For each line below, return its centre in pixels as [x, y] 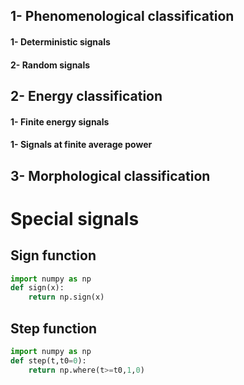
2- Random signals [50, 65]
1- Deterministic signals [60, 41]
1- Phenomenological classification [122, 16]
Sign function [53, 255]
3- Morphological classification [110, 175]
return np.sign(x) [66, 297]
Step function [54, 328]
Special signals [75, 218]
